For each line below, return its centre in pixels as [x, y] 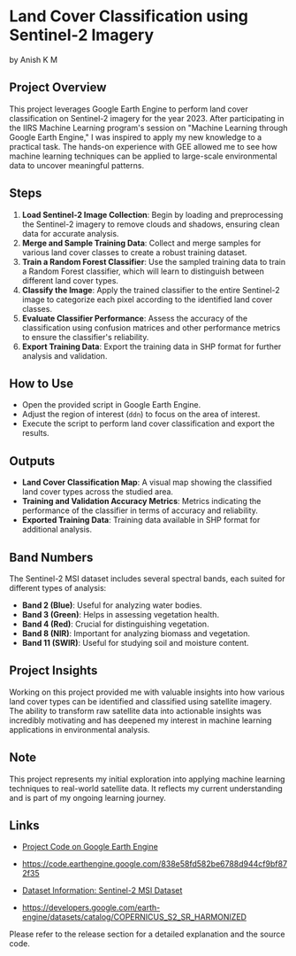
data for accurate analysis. [70, 233]
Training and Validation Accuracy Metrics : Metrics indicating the [141, 501]
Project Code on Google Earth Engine [90, 847]
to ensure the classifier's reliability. [85, 337]
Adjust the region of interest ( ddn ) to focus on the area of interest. [141, 415]
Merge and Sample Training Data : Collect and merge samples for [141, 243]
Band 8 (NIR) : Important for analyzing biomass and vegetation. [136, 633]
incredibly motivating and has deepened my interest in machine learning [140, 720]
